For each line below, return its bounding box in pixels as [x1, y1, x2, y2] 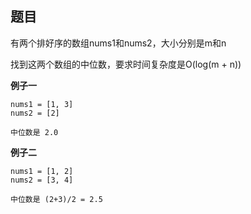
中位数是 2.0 [10, 127, 59, 137]
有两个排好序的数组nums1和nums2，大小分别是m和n [10, 37, 227, 49]
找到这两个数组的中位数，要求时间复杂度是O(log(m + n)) [10, 58, 242, 70]
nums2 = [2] [10, 108, 60, 118]
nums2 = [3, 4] [10, 175, 74, 185]
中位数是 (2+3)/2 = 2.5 [10, 194, 103, 204]
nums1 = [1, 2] [10, 166, 74, 176]
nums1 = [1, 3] [10, 99, 74, 109]
